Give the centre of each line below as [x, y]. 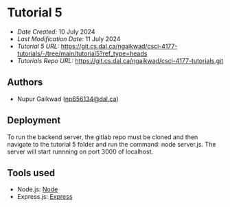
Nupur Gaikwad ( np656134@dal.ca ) [68, 99]
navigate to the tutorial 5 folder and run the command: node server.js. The [112, 144]
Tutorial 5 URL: [38, 46]
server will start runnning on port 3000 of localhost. [80, 151]
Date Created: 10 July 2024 [56, 32]
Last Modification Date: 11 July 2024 [69, 38]
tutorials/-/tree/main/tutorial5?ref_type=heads [82, 53]
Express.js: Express [45, 197]
